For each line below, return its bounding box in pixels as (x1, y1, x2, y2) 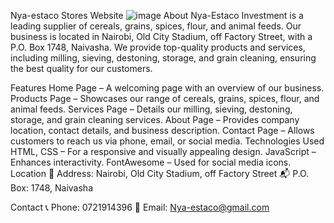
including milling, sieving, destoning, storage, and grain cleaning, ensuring (10, 52, 317, 64)
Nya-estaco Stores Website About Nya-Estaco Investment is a (10, 10, 304, 21)
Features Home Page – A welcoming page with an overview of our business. (10, 82, 325, 94)
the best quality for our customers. (10, 63, 153, 74)
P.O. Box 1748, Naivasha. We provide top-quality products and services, (10, 41, 306, 53)
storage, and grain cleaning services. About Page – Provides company (10, 114, 300, 125)
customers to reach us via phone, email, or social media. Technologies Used (10, 135, 325, 147)
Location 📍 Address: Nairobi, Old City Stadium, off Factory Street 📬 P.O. (10, 168, 310, 179)
